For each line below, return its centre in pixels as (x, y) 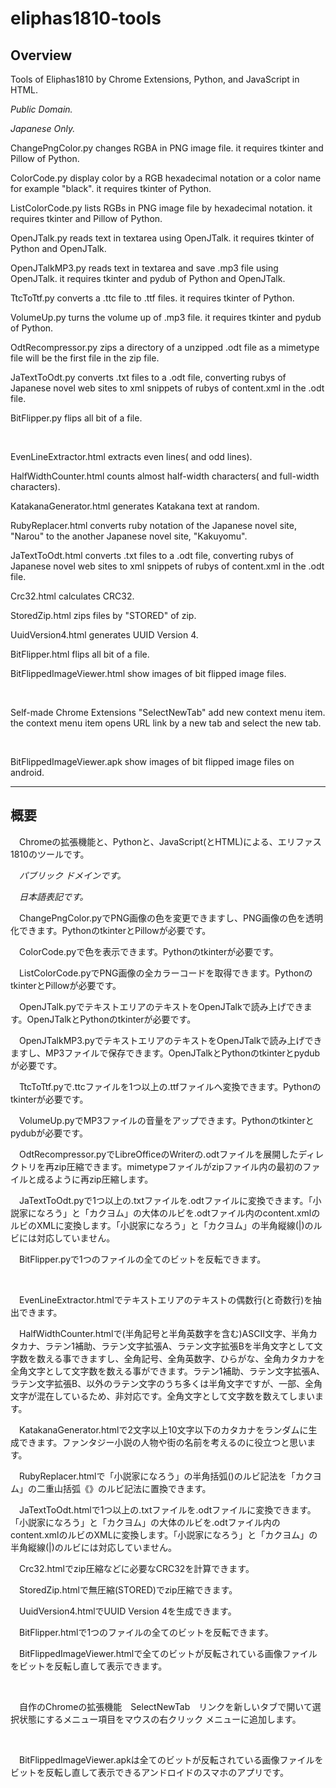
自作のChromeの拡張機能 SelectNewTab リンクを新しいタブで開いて (165, 1706)
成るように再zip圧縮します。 (95, 1179)
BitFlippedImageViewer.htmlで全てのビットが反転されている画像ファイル (168, 1653)
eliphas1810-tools (86, 18)
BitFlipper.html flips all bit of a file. (80, 654)
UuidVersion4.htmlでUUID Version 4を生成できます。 (127, 1611)
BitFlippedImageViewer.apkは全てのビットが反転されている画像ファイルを (171, 1759)
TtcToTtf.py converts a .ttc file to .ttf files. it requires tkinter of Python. (152, 298)
